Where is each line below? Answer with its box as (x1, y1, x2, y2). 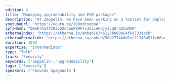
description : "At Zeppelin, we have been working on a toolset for (5, 17, 151, 22)
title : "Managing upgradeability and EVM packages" (5, 12, 116, 17)
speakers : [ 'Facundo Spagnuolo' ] (5, 68, 76, 73)
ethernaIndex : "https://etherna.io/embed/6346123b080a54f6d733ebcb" (5, 31, 153, 36)
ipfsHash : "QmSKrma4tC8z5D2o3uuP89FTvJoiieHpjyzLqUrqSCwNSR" (5, 26, 137, 31)
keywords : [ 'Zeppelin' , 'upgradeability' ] (5, 59, 94, 64)
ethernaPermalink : (5, 36, 44, 41)
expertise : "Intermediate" (5, 45, 62, 50)
